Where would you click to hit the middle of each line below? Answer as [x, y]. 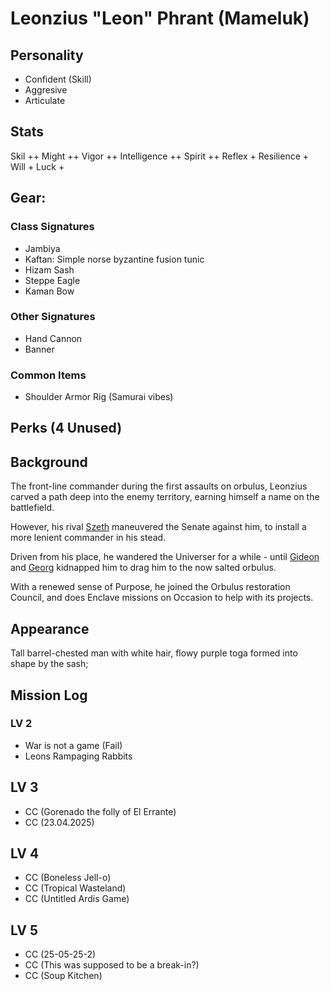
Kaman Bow [49, 291]
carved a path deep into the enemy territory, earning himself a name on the [165, 497]
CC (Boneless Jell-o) [68, 878]
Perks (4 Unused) [66, 428]
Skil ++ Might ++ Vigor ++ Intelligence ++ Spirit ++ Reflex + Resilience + [160, 156]
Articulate [45, 100]
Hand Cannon [53, 338]
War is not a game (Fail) [73, 745]
